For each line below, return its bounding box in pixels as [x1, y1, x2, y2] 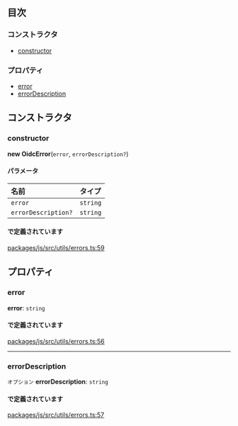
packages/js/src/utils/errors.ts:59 [7, 244, 105, 252]
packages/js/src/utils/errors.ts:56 [7, 337, 105, 345]
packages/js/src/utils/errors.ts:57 [7, 410, 105, 420]
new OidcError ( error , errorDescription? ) [7, 150, 129, 158]
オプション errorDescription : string [7, 378, 108, 386]
